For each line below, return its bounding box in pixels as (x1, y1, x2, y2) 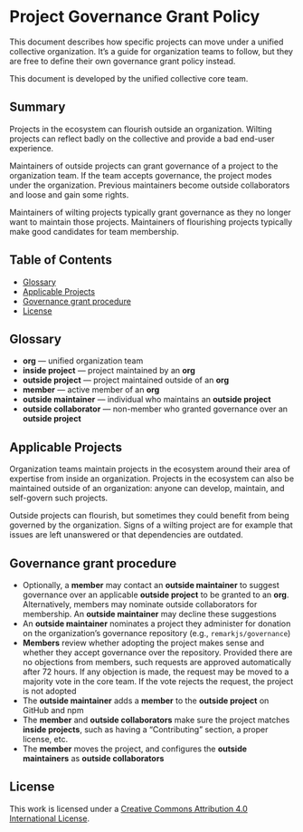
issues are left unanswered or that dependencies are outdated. (9, 529, 244, 540)
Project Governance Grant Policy (9, 6, 260, 27)
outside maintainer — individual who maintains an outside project (22, 394, 271, 405)
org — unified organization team (22, 355, 144, 366)
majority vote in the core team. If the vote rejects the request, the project (22, 676, 294, 686)
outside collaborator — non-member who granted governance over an (22, 403, 288, 414)
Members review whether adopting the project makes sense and (22, 637, 265, 648)
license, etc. (22, 734, 69, 744)
